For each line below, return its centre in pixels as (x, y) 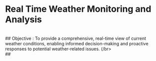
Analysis (24, 19)
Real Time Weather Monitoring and (78, 9)
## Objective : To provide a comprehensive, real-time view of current (76, 38)
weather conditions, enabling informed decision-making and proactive (77, 43)
